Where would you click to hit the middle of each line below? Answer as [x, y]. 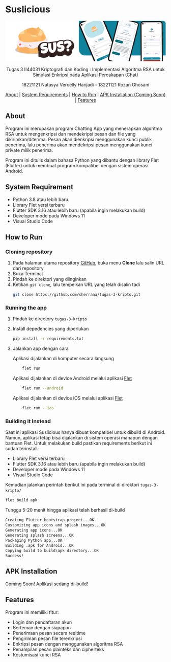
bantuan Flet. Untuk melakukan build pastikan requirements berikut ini [79, 443]
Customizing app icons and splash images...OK [55, 525]
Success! [15, 556]
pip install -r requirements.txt [48, 339]
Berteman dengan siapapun [42, 627]
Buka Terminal [28, 274]
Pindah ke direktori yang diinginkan [50, 279]
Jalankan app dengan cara [40, 348]
